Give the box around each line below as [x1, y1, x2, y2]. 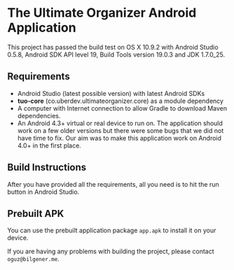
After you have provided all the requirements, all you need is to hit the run [7, 180, 219, 188]
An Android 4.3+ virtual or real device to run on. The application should [17, 119, 223, 127]
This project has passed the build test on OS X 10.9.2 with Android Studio [7, 43, 219, 51]
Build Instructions [7, 162, 87, 173]
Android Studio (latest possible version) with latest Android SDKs [17, 89, 205, 97]
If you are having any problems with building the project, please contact [7, 247, 214, 256]
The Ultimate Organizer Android [7, 5, 197, 21]
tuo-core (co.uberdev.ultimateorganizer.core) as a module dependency [17, 97, 224, 105]
